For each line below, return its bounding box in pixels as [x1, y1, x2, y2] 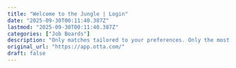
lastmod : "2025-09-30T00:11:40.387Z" [7, 23, 119, 30]
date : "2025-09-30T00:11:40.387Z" [7, 17, 110, 24]
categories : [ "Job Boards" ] [7, 30, 91, 38]
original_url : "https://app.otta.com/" [7, 43, 125, 50]
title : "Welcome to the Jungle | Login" [7, 10, 129, 18]
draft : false [7, 50, 46, 57]
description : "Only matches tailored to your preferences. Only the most [7, 37, 230, 44]
